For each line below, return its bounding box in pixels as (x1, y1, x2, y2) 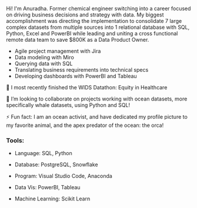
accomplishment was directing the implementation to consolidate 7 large (6, 18, 182, 24)
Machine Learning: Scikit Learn (14, 195, 91, 202)
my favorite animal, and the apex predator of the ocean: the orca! (6, 122, 164, 129)
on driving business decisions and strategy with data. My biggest (6, 11, 164, 18)
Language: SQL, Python (14, 150, 72, 157)
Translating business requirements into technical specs (14, 66, 149, 73)
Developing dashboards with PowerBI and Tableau (14, 73, 137, 79)
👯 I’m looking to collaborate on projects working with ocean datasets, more (6, 95, 188, 102)
